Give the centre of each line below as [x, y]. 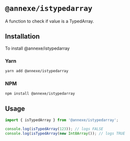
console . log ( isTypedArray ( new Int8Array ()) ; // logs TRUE [65, 133]
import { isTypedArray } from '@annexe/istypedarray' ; [62, 120]
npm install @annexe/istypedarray [40, 94]
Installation [22, 36]
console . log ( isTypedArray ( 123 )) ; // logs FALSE [54, 129]
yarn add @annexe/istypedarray [37, 71]
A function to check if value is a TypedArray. [49, 21]
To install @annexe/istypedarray [37, 48]
